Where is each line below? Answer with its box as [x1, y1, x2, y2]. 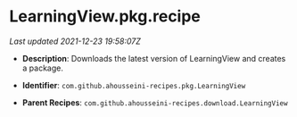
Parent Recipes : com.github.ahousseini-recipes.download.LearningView [21, 96, 288, 108]
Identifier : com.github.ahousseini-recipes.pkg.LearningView [21, 79, 246, 90]
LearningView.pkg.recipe [9, 6, 201, 27]
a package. [21, 63, 64, 73]
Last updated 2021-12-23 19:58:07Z [9, 36, 141, 46]
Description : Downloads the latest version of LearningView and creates [21, 53, 286, 63]
